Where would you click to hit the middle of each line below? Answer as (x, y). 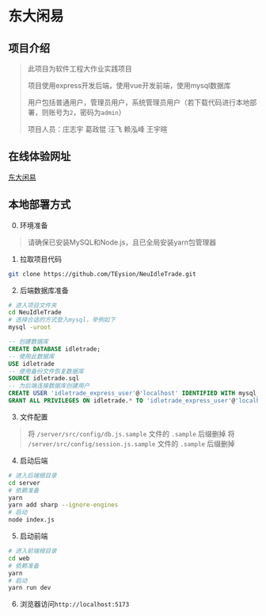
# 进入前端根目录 (32, 551)
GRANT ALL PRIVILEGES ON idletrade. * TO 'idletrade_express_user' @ (122, 401)
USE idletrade (32, 364)
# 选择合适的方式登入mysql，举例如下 (62, 320)
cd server (25, 483)
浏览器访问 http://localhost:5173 (74, 604)
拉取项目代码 (40, 259)
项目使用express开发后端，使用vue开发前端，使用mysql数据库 (129, 85)
